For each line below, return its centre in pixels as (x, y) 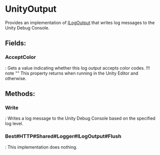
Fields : (16, 43)
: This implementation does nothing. (41, 147)
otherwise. (16, 78)
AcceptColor (21, 57)
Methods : (20, 94)
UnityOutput (31, 9)
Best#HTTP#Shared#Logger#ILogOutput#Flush (63, 136)
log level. (14, 124)
